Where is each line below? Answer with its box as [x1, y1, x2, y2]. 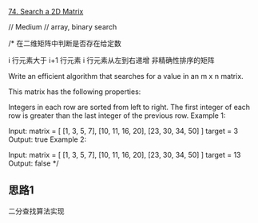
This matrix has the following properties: [8, 87, 141, 96]
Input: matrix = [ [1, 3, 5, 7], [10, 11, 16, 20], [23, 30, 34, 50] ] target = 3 [8, 127, 238, 135]
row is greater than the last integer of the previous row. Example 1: [8, 111, 226, 120]
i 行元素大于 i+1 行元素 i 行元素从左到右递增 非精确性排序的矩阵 [8, 56, 215, 65]
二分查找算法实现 [8, 206, 65, 216]
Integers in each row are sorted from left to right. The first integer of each [8, 103, 250, 111]
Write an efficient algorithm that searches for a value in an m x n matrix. [8, 72, 244, 80]
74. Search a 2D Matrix [8, 7, 84, 16]
